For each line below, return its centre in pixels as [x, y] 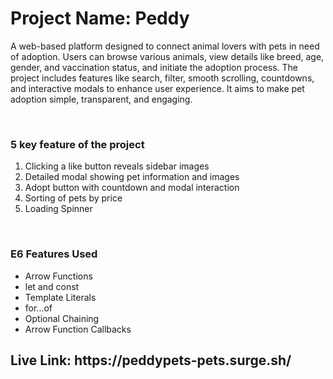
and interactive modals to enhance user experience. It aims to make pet [157, 88]
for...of [38, 308]
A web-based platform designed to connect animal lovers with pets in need [165, 46]
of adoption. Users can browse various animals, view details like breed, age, [167, 56]
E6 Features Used [54, 254]
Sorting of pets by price [73, 198]
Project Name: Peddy [100, 18]
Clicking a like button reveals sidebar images [117, 166]
